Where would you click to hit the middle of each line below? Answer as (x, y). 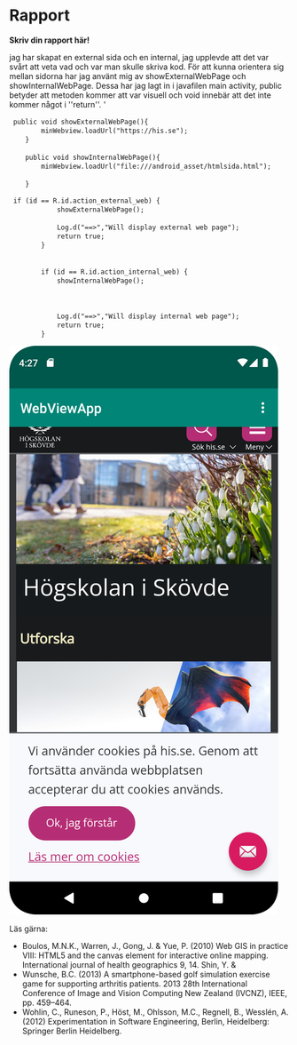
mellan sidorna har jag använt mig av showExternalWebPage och (128, 76)
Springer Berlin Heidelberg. (72, 1031)
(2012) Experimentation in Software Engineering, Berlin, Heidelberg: (146, 1021)
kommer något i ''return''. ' (58, 104)
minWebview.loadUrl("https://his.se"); (115, 131)
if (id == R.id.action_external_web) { (87, 201)
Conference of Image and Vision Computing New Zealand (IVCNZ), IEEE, (155, 993)
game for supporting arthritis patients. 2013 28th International (135, 984)
